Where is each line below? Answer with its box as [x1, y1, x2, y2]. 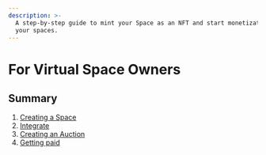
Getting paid [19, 138, 61, 147]
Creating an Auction [19, 130, 85, 139]
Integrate [19, 121, 50, 130]
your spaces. [15, 26, 59, 34]
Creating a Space [19, 112, 77, 123]
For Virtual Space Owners [8, 60, 181, 78]
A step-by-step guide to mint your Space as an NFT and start [15, 19, 225, 27]
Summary [8, 92, 58, 105]
